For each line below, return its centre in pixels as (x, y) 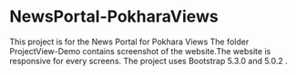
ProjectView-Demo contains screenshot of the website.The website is (140, 51)
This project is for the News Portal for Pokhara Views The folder (129, 42)
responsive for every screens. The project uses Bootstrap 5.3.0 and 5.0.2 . (149, 61)
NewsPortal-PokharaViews (114, 17)
